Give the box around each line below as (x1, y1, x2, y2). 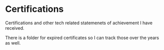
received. (5, 25, 25, 31)
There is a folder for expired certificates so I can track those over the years (5, 35, 160, 41)
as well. (5, 40, 21, 46)
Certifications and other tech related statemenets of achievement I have (5, 20, 153, 26)
